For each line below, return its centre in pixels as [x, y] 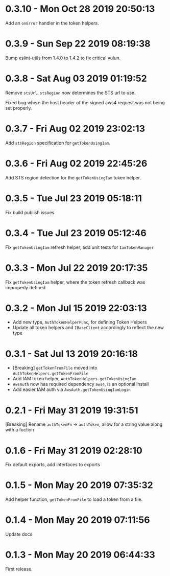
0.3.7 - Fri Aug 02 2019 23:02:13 [75, 129]
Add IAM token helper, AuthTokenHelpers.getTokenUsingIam [75, 379]
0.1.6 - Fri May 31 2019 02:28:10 [74, 451]
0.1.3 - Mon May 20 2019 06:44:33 [80, 555]
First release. [19, 569]
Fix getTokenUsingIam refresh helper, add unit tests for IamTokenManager [80, 247]
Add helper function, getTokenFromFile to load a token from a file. [74, 499]
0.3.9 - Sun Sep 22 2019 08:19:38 [78, 44]
